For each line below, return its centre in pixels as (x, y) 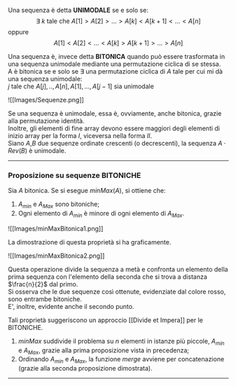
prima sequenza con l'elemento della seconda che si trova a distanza (107, 277)
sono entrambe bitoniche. (45, 299)
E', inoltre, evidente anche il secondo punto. (71, 306)
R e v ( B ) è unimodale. (37, 151)
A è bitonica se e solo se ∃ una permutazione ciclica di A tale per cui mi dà (116, 71)
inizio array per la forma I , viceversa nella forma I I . (80, 136)
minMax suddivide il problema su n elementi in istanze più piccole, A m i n (121, 342)
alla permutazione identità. (46, 121)
